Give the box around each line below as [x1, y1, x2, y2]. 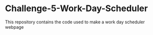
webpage [5, 24, 24, 30]
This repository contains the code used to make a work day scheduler [5, 19, 145, 25]
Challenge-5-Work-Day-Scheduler [5, 3, 148, 14]
